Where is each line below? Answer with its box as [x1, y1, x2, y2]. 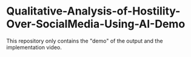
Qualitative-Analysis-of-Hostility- [6, 4, 181, 18]
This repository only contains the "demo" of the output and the [6, 37, 163, 44]
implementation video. [6, 44, 62, 51]
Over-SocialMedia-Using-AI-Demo [6, 17, 186, 31]
